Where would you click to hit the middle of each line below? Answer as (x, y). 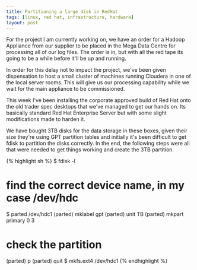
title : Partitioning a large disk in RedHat (62, 12)
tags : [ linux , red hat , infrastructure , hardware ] (70, 17)
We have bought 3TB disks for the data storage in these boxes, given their (97, 131)
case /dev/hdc (42, 198)
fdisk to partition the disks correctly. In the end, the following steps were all (98, 144)
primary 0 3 (20, 221)
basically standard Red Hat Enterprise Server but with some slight (87, 113)
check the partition (54, 244)
